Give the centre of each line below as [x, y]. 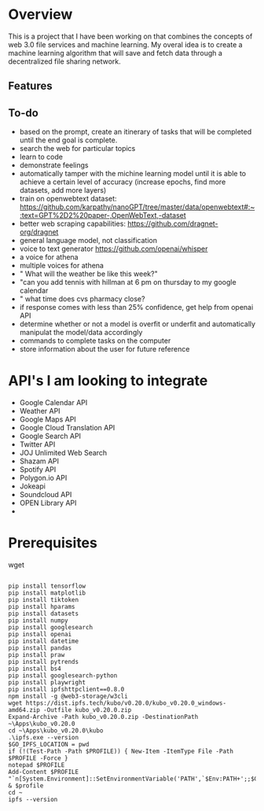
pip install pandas [40, 648]
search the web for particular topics [77, 149]
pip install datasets [44, 614]
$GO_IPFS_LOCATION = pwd [49, 745]
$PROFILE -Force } [38, 758]
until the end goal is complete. [68, 140]
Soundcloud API [46, 495]
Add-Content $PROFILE [44, 772]
